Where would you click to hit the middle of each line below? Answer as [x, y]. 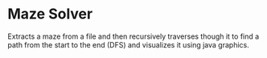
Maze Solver [50, 14]
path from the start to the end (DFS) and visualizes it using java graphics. [129, 44]
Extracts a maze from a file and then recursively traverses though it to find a [133, 36]
